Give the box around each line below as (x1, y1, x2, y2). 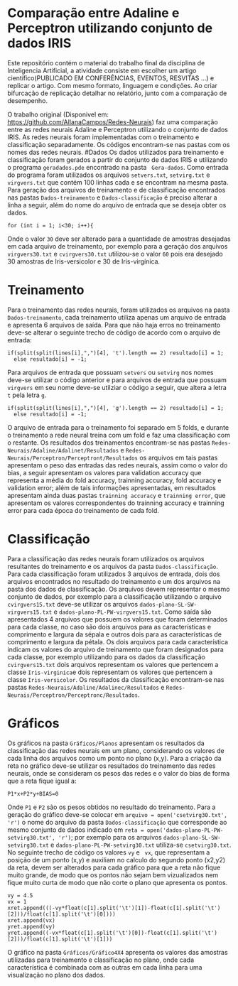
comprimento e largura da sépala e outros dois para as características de (7, 630, 222, 639)
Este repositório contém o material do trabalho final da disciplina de (7, 58, 205, 67)
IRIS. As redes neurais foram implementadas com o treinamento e (7, 133, 200, 141)
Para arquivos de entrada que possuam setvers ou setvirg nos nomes (7, 368, 214, 376)
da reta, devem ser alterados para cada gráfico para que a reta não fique (7, 863, 221, 872)
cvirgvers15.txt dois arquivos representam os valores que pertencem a (7, 660, 219, 668)
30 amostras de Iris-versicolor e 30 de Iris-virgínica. (7, 257, 161, 266)
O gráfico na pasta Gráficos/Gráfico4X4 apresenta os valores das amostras (7, 948, 229, 956)
